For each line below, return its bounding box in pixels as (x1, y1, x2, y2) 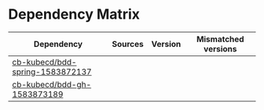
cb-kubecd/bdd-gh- (12, 79, 92, 90)
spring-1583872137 (12, 66, 92, 77)
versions (203, 43, 237, 54)
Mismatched (196, 34, 245, 44)
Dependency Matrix (8, 5, 140, 23)
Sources (112, 38, 144, 49)
